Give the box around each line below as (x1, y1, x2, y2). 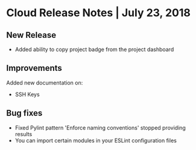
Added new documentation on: (6, 79, 83, 86)
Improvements (6, 63, 62, 73)
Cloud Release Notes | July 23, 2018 (6, 6, 191, 20)
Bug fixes (6, 108, 43, 118)
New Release (6, 30, 56, 40)
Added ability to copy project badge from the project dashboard (14, 46, 174, 53)
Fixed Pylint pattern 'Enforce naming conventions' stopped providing (14, 124, 186, 131)
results (14, 130, 33, 137)
